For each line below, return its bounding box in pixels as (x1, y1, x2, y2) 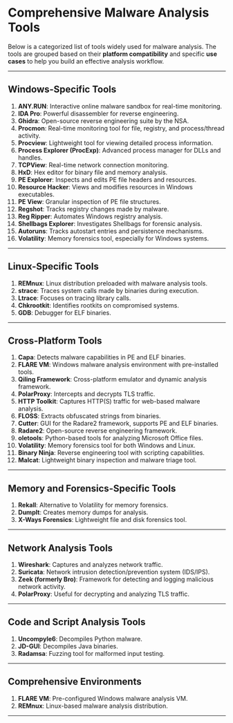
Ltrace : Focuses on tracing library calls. (17, 294, 131, 302)
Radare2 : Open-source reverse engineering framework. (17, 426, 178, 435)
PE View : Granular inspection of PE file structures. (17, 197, 161, 205)
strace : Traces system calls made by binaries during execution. (17, 286, 199, 294)
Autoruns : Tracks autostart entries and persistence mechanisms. (17, 227, 205, 235)
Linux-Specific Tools (8, 261, 99, 272)
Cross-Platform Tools (8, 335, 102, 346)
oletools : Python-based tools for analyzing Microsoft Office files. (17, 434, 203, 442)
